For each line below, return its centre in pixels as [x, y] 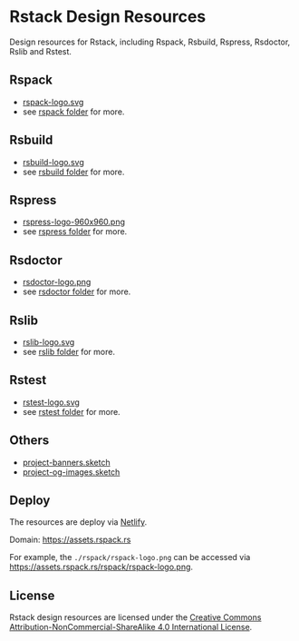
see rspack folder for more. [73, 112]
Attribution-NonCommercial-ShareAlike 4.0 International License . [131, 627]
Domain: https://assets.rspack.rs [70, 540]
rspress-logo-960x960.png [73, 222]
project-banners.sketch [66, 462]
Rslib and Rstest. [41, 51]
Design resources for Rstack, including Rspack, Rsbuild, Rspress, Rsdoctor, [150, 42]
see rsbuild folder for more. [73, 172]
